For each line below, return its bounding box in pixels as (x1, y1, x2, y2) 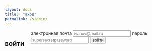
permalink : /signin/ (5, 16, 48, 21)
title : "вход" (5, 12, 37, 17)
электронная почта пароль (31, 30, 148, 36)
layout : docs (5, 7, 32, 12)
